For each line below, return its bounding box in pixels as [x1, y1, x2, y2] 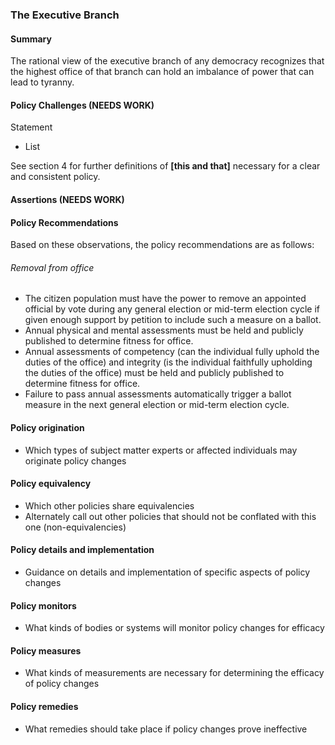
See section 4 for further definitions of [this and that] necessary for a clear [10, 160, 321, 172]
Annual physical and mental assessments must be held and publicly [24, 324, 304, 337]
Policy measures [10, 644, 82, 657]
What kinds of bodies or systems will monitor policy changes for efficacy [24, 622, 325, 634]
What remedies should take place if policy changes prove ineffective [24, 723, 308, 735]
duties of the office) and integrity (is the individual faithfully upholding [24, 356, 313, 368]
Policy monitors [10, 599, 77, 612]
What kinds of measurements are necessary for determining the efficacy [24, 667, 325, 679]
